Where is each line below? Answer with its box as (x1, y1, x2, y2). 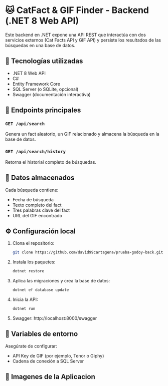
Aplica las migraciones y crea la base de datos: (12, 278, 110, 284)
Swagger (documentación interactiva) (12, 91, 91, 97)
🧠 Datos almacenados (5, 174, 75, 182)
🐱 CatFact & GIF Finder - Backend (5, 5, 149, 16)
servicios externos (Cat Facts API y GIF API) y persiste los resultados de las (5, 37, 161, 43)
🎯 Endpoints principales (5, 106, 81, 115)
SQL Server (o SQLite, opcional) (12, 86, 79, 92)
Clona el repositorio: (12, 240, 55, 246)
